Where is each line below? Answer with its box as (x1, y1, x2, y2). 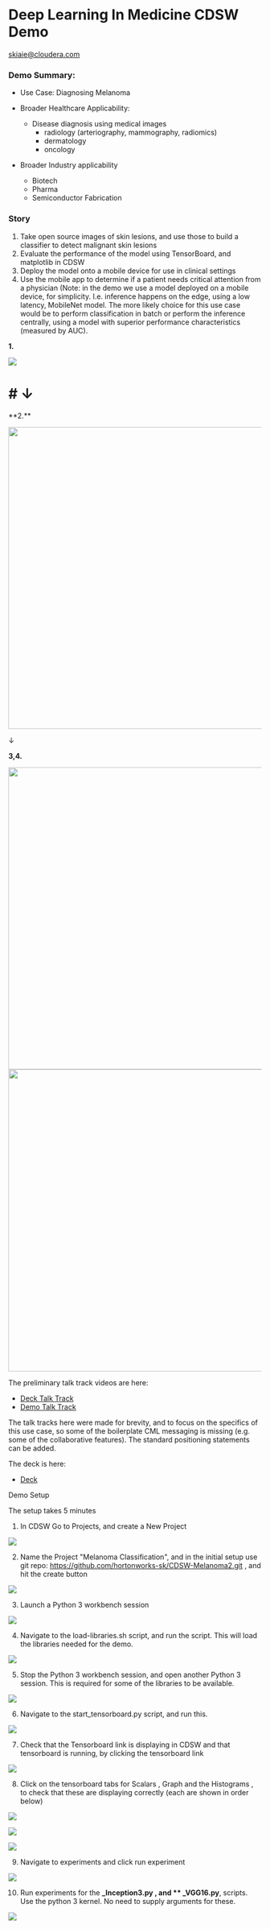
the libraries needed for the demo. (19, 1639, 134, 1649)
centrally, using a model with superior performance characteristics (19, 317, 241, 327)
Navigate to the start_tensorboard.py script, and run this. (19, 1709, 208, 1719)
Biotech (31, 176, 58, 186)
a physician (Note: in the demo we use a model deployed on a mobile (19, 283, 249, 292)
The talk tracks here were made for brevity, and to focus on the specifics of (8, 1418, 259, 1427)
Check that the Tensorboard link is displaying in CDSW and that (19, 1740, 231, 1749)
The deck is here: (8, 1459, 67, 1469)
